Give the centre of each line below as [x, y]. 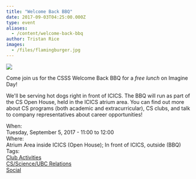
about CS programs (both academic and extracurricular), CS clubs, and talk [98, 108]
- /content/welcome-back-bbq [47, 34]
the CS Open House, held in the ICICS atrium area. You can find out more [95, 102]
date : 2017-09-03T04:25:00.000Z [46, 17]
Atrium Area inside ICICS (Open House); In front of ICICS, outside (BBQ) [94, 145]
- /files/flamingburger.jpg [46, 50]
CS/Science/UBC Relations [39, 164]
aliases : [17, 28]
